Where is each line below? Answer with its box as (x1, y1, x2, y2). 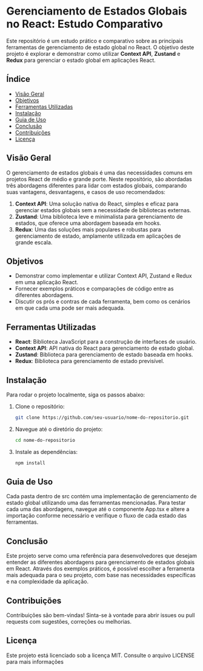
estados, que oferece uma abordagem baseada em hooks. (15, 219, 162, 227)
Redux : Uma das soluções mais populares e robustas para (15, 225, 162, 233)
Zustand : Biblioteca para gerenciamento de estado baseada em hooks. (15, 351, 193, 358)
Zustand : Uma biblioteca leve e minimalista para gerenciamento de (15, 213, 183, 220)
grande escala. (15, 238, 53, 246)
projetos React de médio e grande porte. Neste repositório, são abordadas (6, 175, 192, 182)
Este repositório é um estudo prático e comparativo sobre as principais (6, 37, 184, 44)
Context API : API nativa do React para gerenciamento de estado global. (15, 344, 195, 352)
